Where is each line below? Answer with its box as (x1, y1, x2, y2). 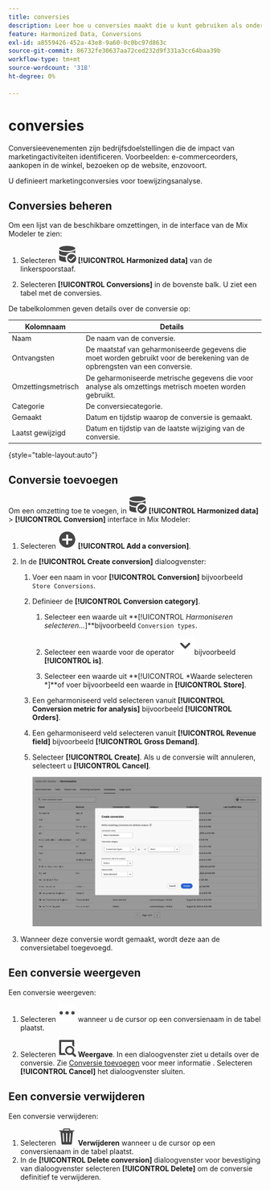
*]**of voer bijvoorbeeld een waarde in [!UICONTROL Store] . (43, 680, 247, 690)
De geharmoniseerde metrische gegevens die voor (85, 373, 254, 382)
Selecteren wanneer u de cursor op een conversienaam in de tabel (19, 1014, 261, 1023)
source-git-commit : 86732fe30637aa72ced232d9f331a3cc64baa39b (8, 47, 221, 56)
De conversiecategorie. (85, 401, 163, 410)
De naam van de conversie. (85, 334, 176, 344)
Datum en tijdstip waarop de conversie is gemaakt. (85, 413, 253, 422)
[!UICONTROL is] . (43, 656, 104, 665)
